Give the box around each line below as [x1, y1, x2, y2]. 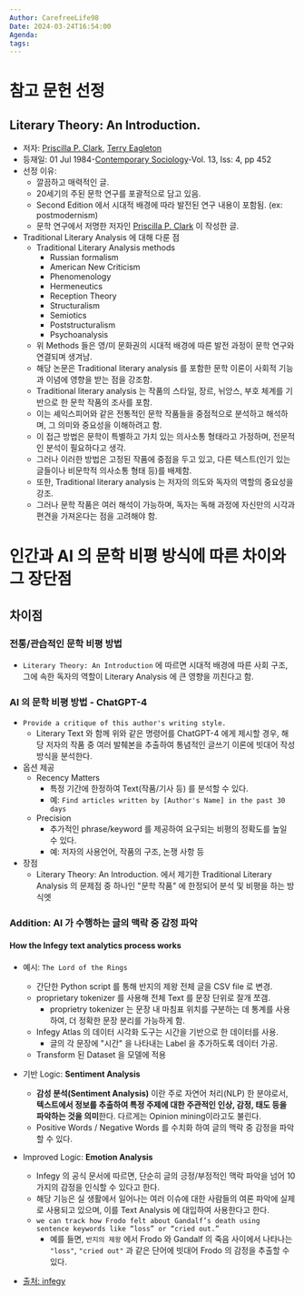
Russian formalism [49, 252, 120, 263]
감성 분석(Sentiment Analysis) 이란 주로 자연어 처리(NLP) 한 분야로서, [35, 1088, 289, 1098]
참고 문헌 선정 [9, 81, 105, 101]
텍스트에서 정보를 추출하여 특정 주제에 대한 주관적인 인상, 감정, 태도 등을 [35, 1098, 288, 1110]
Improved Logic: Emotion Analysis [22, 1151, 153, 1162]
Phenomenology [49, 271, 112, 282]
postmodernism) [35, 210, 98, 221]
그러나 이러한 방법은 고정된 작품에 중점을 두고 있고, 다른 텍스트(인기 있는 [35, 454, 291, 465]
